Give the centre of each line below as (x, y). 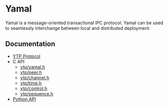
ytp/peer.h (31, 72)
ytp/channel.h (35, 77)
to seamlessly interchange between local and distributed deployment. (78, 28)
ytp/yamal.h (33, 67)
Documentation (30, 44)
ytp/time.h (31, 83)
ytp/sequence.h (37, 93)
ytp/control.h (34, 88)
